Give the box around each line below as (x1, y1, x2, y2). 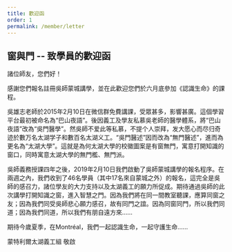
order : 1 (7, 17, 32, 23)
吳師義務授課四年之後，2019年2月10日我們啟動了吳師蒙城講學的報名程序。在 (7, 165, 224, 174)
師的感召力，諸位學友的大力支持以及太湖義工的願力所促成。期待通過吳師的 (7, 182, 219, 191)
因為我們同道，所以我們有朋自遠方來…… (19, 208, 133, 217)
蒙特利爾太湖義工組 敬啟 (7, 238, 76, 246)
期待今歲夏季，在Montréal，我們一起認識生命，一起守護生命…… (7, 223, 188, 231)
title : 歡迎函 (7, 10, 45, 17)
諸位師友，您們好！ (7, 70, 62, 78)
